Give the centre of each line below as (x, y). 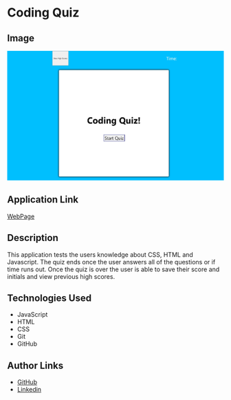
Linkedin (29, 390)
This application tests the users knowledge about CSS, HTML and (100, 254)
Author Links (35, 365)
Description (33, 238)
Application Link (43, 200)
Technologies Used (49, 298)
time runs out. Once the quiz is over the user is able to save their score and (113, 269)
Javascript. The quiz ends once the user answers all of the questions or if (111, 262)
